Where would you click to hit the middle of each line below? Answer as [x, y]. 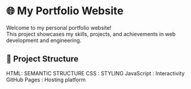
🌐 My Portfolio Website [65, 11]
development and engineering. [44, 40]
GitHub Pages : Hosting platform [46, 80]
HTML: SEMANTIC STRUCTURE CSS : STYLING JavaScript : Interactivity [95, 73]
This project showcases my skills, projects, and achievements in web [91, 34]
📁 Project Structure [42, 59]
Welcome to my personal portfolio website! [59, 27]
